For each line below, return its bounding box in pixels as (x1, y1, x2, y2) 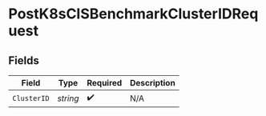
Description (129, 78, 176, 88)
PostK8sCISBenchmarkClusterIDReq (8, 5, 259, 23)
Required (87, 78, 123, 88)
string (57, 93, 79, 104)
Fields (8, 54, 40, 67)
